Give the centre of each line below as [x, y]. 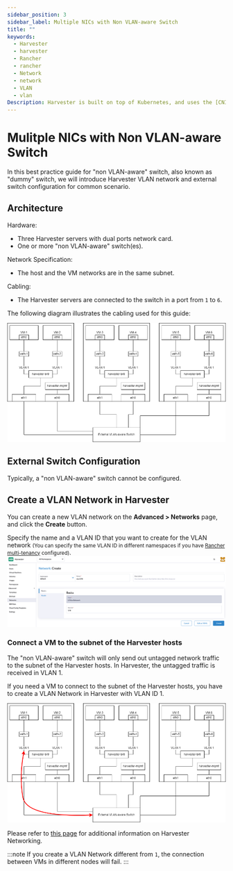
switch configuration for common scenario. [69, 187]
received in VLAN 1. [35, 672]
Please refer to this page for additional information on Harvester [98, 833]
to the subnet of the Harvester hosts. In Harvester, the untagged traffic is [111, 665]
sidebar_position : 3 [37, 15]
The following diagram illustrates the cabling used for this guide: [99, 313]
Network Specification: [40, 259]
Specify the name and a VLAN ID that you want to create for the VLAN [107, 538]
